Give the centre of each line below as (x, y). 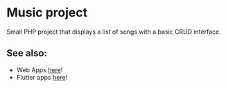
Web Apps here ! (40, 69)
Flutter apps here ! (42, 77)
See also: (27, 53)
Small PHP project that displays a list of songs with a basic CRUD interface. (114, 32)
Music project (47, 13)
